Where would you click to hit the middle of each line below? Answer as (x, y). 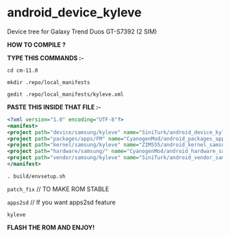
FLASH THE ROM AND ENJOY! (51, 227)
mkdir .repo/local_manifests (49, 82)
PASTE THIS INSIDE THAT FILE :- (54, 107)
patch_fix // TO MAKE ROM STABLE (58, 189)
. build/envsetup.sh (37, 176)
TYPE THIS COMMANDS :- (46, 58)
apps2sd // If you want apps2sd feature (62, 202)
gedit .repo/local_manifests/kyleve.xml (66, 94)
